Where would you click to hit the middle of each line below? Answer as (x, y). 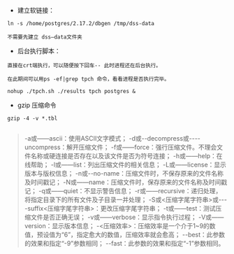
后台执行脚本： (39, 51)
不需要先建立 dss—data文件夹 (45, 37)
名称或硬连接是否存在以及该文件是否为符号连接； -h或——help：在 (126, 156)
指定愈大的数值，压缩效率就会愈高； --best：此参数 (151, 234)
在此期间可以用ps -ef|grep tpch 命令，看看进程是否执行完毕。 (88, 79)
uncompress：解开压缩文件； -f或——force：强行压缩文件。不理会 (120, 147)
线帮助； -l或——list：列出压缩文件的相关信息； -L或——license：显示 (125, 164)
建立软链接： (36, 10)
